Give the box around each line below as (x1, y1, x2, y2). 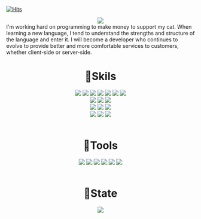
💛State (83, 187, 118, 200)
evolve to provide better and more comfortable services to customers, (6, 42, 179, 49)
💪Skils (84, 69, 117, 83)
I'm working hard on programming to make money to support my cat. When (6, 23, 192, 30)
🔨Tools (83, 139, 118, 153)
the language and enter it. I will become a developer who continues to (6, 36, 178, 43)
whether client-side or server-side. (6, 48, 92, 56)
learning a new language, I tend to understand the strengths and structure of (6, 30, 195, 36)
